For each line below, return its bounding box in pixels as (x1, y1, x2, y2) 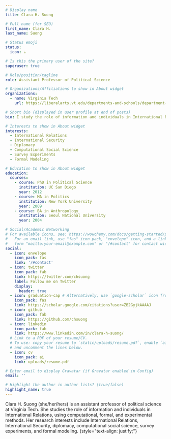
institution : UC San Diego (18, 185, 76, 190)
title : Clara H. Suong (5, 12, 53, 17)
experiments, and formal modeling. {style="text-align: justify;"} (5, 428, 137, 434)
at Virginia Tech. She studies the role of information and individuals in (5, 406, 151, 412)
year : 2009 (18, 204, 42, 209)
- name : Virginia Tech (10, 96, 58, 101)
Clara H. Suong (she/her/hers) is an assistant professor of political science (5, 401, 162, 407)
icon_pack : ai (14, 354, 44, 360)
